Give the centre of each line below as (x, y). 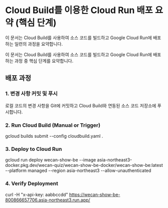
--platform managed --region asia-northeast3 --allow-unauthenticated (78, 170)
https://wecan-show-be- (95, 194)
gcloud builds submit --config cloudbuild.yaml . (54, 136)
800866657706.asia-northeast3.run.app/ (48, 200)
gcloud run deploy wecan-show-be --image (51, 160)
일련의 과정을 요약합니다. (39, 44)
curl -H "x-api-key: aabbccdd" (37, 194)
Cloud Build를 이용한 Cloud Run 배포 (79, 10)
